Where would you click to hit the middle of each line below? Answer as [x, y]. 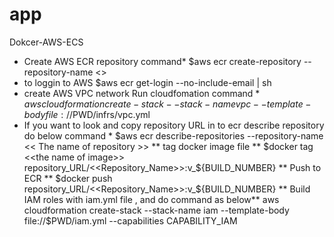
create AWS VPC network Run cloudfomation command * [142, 93]
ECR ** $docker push [68, 178]
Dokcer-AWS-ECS [46, 42]
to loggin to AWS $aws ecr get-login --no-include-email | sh [147, 82]
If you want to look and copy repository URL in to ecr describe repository [174, 125]
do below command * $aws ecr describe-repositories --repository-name [173, 135]
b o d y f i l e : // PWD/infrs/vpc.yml [87, 114]
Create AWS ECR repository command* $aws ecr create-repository [162, 61]
